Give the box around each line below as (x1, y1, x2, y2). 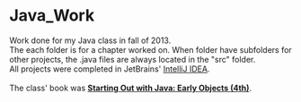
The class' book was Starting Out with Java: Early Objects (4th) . (9, 82, 252, 93)
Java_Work (9, 5, 95, 26)
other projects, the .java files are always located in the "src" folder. (9, 54, 256, 64)
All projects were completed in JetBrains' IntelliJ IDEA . (9, 64, 210, 74)
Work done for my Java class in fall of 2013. (9, 35, 172, 46)
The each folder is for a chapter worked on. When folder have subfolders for (9, 44, 292, 55)
